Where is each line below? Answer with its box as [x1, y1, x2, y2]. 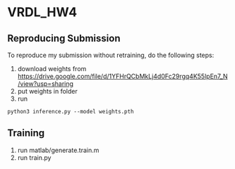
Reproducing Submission [7, 32, 121, 44]
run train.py [17, 153, 52, 162]
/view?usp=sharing [17, 80, 74, 88]
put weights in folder [17, 87, 78, 95]
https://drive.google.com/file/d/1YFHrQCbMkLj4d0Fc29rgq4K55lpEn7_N [17, 72, 228, 80]
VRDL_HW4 [7, 4, 78, 20]
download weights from [17, 65, 87, 73]
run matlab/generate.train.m [17, 146, 100, 154]
